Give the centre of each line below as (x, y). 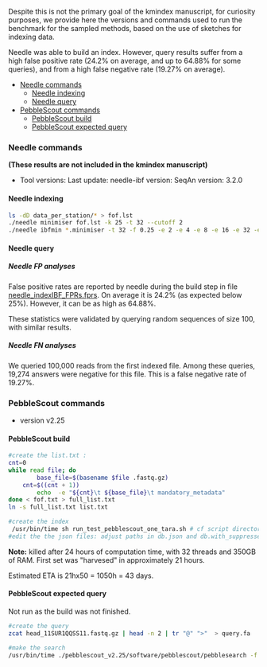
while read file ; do (43, 470)
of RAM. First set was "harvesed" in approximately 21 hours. (106, 560)
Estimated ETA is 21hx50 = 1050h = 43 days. (81, 575)
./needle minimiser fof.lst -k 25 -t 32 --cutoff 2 (95, 223)
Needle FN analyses (43, 345)
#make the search (37, 648)
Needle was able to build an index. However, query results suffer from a (126, 52)
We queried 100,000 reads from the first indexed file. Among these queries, (132, 365)
